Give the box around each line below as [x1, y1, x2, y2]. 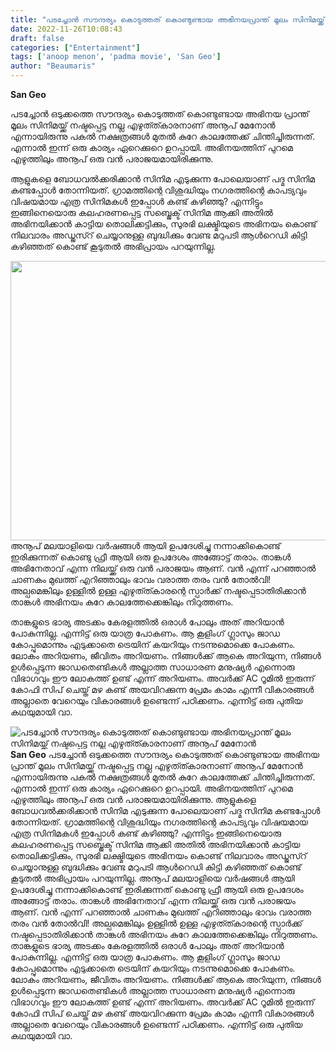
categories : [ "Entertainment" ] [10, 42, 141, 53]
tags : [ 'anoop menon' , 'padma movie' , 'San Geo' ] [10, 52, 222, 62]
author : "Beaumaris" [10, 61, 97, 71]
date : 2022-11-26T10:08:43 [10, 24, 123, 34]
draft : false [10, 33, 65, 43]
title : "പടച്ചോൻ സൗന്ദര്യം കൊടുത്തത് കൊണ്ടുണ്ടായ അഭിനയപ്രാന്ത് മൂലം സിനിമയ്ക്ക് [10, 14, 325, 25]
